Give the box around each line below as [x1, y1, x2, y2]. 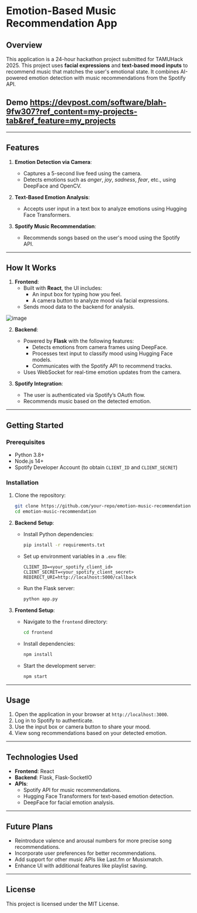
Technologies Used [6, 752, 78, 762]
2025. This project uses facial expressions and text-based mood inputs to [6, 62, 188, 69]
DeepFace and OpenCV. [23, 182, 82, 189]
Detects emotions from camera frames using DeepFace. [32, 344, 168, 351]
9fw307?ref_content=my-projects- [6, 107, 138, 117]
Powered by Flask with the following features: [23, 337, 134, 345]
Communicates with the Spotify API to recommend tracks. [32, 363, 172, 370]
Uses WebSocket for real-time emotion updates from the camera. [23, 369, 182, 376]
